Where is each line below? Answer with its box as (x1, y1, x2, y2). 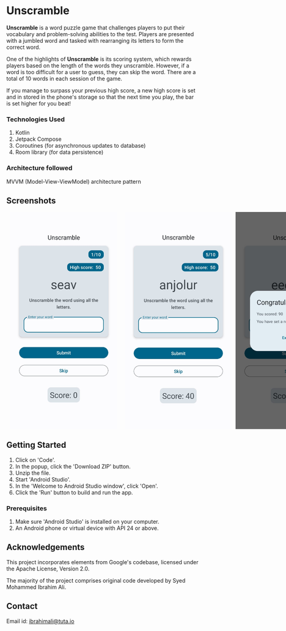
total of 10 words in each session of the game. (6, 75, 122, 82)
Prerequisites (6, 504, 47, 512)
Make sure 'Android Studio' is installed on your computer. (15, 518, 159, 526)
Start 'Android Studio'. (15, 475, 71, 483)
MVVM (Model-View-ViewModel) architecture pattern (6, 178, 142, 185)
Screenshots (6, 195, 56, 206)
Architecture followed (6, 164, 73, 172)
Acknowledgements (6, 542, 85, 553)
